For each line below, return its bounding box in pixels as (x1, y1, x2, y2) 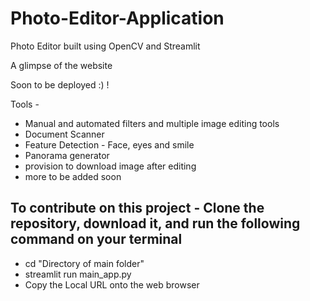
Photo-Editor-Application (10, 7, 225, 30)
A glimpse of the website (10, 59, 113, 71)
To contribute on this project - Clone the (10, 200, 265, 217)
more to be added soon (24, 170, 122, 182)
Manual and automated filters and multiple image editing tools (24, 117, 280, 129)
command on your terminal (10, 231, 183, 248)
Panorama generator (24, 149, 110, 161)
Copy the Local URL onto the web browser (24, 278, 200, 291)
